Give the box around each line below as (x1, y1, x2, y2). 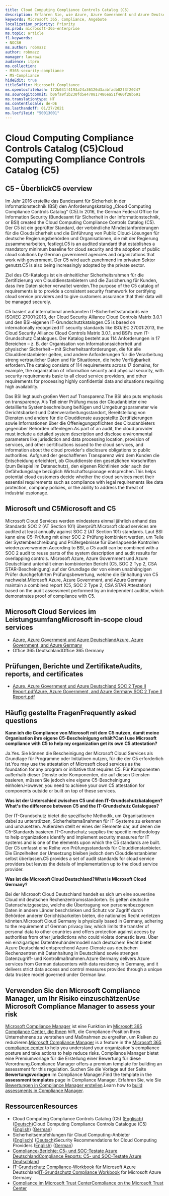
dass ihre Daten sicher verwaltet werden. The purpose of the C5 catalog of (5, 282, 159, 289)
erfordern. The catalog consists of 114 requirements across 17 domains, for (5, 362, 159, 368)
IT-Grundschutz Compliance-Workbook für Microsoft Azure (12, 1164, 136, 1170)
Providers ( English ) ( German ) (12, 1142, 73, 1148)
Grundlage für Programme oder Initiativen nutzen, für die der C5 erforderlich (5, 756, 164, 762)
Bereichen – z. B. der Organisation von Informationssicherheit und (5, 340, 142, 347)
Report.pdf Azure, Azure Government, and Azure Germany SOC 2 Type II (12, 689, 162, 695)
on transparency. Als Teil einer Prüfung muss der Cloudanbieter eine (5, 398, 147, 405)
